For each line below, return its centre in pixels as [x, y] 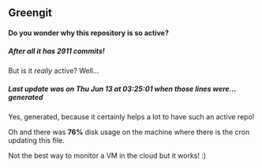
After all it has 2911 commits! [56, 51]
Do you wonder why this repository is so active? [89, 33]
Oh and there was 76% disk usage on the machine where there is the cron [129, 132]
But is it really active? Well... [54, 71]
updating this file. [36, 140]
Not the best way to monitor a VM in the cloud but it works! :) [107, 155]
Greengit [30, 13]
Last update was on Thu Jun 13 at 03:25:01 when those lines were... [122, 89]
